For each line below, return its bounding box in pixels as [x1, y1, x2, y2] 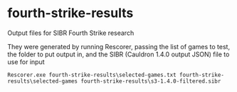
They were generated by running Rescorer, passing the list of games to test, [7, 42, 230, 51]
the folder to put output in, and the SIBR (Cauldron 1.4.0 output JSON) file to [7, 50, 230, 58]
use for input [7, 57, 45, 66]
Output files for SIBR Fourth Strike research [7, 29, 135, 37]
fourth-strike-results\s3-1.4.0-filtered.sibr [80, 77, 221, 85]
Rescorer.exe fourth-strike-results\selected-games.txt [7, 71, 177, 78]
